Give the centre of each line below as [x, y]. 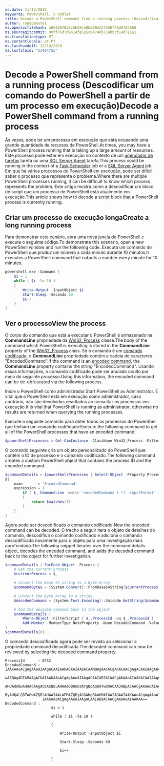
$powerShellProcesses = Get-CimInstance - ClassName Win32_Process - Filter [83, 441]
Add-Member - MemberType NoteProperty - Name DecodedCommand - [86, 623]
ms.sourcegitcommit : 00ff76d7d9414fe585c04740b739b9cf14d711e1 [71, 32]
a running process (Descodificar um [80, 85]
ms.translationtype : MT [29, 37]
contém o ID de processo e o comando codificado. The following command [80, 455]
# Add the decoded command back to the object [62, 609]
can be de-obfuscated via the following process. [54, 382]
